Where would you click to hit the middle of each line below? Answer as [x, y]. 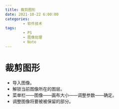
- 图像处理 [33, 38]
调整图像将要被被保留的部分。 [43, 101]
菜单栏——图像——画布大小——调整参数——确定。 [64, 95]
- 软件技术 [33, 24]
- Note [30, 42]
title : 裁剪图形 [20, 10]
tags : [11, 28]
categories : [17, 19]
